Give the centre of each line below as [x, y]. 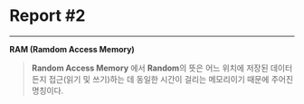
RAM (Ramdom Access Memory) [72, 49]
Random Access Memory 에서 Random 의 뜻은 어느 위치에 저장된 [150, 68]
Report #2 [47, 16]
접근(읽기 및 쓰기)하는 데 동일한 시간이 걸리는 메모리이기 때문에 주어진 [171, 79]
